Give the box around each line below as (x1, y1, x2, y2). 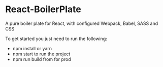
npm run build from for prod (12, 56, 71, 62)
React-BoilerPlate (5, 4, 81, 15)
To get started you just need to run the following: (5, 36, 108, 42)
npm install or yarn (12, 45, 52, 51)
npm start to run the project (12, 51, 71, 57)
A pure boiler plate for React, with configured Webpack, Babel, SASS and (5, 20, 158, 26)
